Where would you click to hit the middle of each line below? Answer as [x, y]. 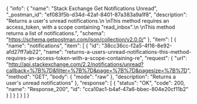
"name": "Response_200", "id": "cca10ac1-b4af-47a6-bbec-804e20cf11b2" [97, 89]
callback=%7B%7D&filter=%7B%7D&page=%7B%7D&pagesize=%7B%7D [97, 70]
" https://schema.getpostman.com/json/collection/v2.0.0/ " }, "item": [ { [91, 39]
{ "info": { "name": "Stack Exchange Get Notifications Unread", [82, 8]
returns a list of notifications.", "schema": [56, 33]
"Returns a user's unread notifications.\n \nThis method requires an [88, 21]
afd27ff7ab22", [24, 52]
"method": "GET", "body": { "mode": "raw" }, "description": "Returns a [91, 77]
